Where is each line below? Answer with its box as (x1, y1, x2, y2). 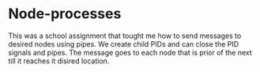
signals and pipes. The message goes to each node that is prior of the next (8, 47, 253, 57)
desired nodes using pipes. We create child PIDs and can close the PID (8, 39, 239, 48)
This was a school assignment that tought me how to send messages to (8, 31, 242, 40)
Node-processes (8, 5, 122, 23)
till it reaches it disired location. (8, 56, 110, 66)
